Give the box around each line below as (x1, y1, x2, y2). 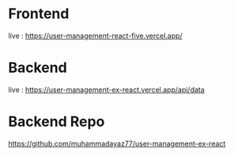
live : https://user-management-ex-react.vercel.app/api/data (8, 85, 206, 94)
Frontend (8, 5, 70, 23)
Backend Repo (8, 112, 105, 131)
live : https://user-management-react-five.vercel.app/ (8, 31, 183, 40)
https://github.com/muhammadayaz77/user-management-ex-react (8, 139, 226, 148)
